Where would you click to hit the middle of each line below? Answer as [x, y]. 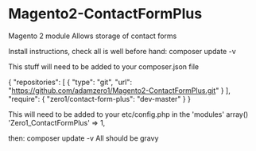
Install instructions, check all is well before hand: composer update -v [122, 51]
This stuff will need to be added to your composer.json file [104, 66]
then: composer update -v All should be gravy [83, 138]
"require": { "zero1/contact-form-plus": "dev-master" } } [99, 99]
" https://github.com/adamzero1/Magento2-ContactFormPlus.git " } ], [119, 90]
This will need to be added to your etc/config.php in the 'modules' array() [128, 114]
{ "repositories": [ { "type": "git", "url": [70, 82]
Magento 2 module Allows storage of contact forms [93, 36]
